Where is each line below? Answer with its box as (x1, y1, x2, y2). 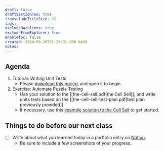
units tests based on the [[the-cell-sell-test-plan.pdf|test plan (19, 97, 145, 102)
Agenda (5, 62, 30, 71)
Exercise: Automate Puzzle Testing (12, 86, 83, 92)
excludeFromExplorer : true (5, 30, 61, 35)
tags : (5, 21, 16, 26)
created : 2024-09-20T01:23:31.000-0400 (5, 40, 87, 45)
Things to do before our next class (5, 121, 113, 130)
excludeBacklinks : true (5, 26, 54, 31)
